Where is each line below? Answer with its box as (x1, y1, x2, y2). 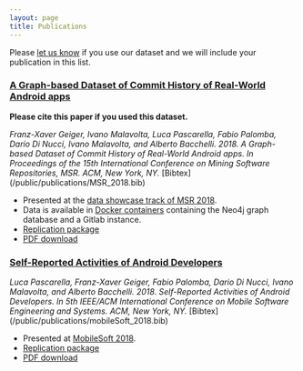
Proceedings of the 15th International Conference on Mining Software (9, 157, 270, 168)
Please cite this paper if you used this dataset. (9, 111, 188, 122)
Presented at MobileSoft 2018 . (22, 333, 136, 344)
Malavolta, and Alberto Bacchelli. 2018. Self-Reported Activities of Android (9, 286, 290, 297)
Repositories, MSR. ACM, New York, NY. (9, 167, 160, 178)
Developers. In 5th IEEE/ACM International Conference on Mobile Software (9, 296, 289, 307)
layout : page (9, 13, 59, 23)
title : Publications (9, 22, 88, 31)
